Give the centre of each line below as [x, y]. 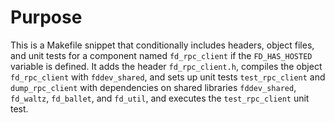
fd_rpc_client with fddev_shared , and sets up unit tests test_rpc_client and [168, 77]
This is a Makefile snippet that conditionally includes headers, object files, [162, 45]
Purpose [46, 17]
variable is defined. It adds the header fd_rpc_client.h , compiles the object [166, 66]
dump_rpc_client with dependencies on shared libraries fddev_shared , [153, 87]
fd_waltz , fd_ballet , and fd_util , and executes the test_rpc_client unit [160, 98]
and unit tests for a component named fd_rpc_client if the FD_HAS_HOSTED [161, 55]
